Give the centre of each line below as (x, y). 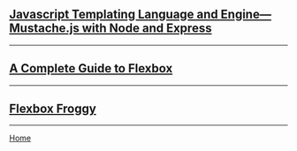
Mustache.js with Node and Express (110, 29)
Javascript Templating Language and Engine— (141, 15)
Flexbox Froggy (53, 109)
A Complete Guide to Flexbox (91, 68)
